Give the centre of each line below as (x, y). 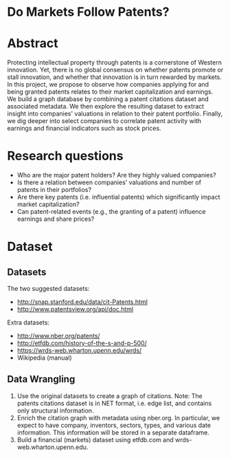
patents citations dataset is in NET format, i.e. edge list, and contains (114, 403)
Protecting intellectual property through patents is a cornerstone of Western (114, 63)
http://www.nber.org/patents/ (59, 336)
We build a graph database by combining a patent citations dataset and (108, 99)
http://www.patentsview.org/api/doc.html (75, 309)
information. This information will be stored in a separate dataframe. (113, 432)
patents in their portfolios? (54, 190)
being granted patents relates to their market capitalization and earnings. (110, 92)
